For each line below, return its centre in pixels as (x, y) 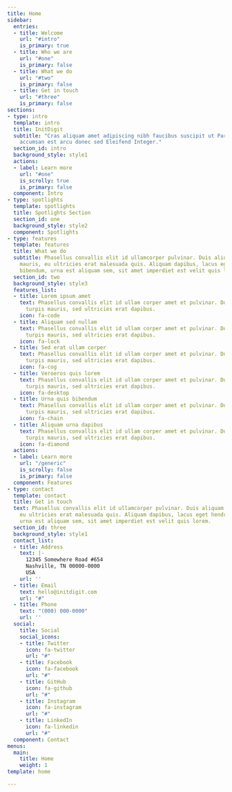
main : (21, 753)
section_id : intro (40, 149)
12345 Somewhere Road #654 (64, 560)
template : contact (40, 496)
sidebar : (20, 20)
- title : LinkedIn (46, 720)
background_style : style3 (51, 283)
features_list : (35, 290)
